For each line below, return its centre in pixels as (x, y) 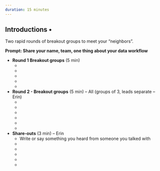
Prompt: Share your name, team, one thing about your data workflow (77, 51)
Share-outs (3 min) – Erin (38, 134)
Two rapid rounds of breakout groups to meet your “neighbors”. (69, 41)
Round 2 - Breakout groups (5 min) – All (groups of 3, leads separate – (84, 92)
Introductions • (29, 30)
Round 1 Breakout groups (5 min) (46, 60)
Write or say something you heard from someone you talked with (85, 139)
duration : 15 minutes (27, 10)
